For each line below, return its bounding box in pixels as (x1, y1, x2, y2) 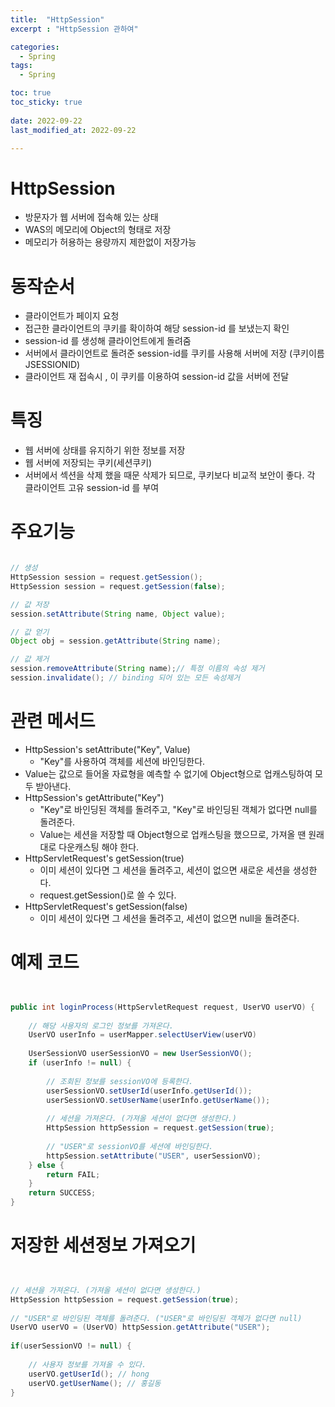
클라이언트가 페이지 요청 (24, 310, 120, 322)
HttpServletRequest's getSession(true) (24, 852, 185, 864)
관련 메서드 (10, 710, 96, 733)
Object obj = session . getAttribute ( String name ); (10, 636, 222, 646)
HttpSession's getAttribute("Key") (24, 791, 165, 803)
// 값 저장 (10, 599, 50, 610)
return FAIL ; (46, 1169, 101, 1180)
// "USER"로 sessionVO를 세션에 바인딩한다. (46, 1141, 214, 1151)
